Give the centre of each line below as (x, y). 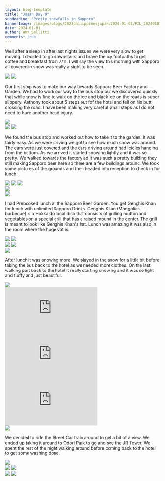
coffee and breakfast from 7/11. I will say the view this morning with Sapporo (82, 61)
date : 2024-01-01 (23, 28)
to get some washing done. (33, 453)
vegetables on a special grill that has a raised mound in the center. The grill (81, 219)
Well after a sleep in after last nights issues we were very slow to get (74, 51)
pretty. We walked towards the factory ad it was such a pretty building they (81, 158)
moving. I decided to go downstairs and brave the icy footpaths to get (76, 56)
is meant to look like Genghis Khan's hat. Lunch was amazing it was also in (81, 224)
